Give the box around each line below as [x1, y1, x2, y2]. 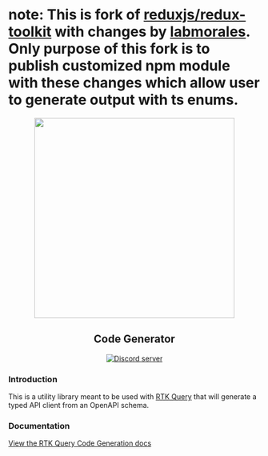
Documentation [8, 420, 70, 431]
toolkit [8, 22, 52, 41]
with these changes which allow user [8, 74, 260, 92]
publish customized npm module [8, 57, 230, 75]
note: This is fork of [8, 6, 141, 24]
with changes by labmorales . [54, 22, 250, 41]
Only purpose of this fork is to [8, 40, 210, 58]
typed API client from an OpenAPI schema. [8, 401, 150, 410]
